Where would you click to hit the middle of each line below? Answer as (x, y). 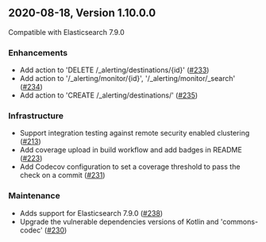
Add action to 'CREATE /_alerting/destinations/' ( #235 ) (109, 95)
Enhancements (38, 52)
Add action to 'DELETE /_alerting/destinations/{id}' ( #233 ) (114, 70)
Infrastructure (36, 116)
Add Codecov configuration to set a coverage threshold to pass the (130, 167)
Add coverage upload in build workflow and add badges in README (131, 150)
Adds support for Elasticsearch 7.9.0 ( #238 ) (91, 213)
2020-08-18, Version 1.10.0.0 (82, 13)
